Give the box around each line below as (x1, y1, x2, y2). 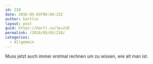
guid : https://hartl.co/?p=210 (5, 26, 70, 31)
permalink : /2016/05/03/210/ (5, 30, 65, 35)
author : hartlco (5, 16, 39, 21)
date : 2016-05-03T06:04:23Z (5, 12, 63, 17)
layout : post (5, 21, 32, 26)
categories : (5, 35, 30, 40)
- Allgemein (9, 40, 35, 45)
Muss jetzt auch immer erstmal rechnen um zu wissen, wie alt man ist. (5, 53, 149, 59)
